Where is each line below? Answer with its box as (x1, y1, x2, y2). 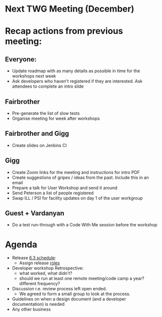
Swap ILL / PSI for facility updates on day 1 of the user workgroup (12, 195, 143, 201)
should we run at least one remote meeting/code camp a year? (19, 275, 145, 282)
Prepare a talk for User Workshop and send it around (12, 185, 118, 190)
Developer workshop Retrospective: (12, 265, 84, 271)
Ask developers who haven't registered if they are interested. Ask (12, 79, 143, 84)
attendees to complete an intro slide (12, 83, 84, 89)
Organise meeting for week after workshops (12, 115, 100, 121)
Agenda (5, 239, 37, 250)
